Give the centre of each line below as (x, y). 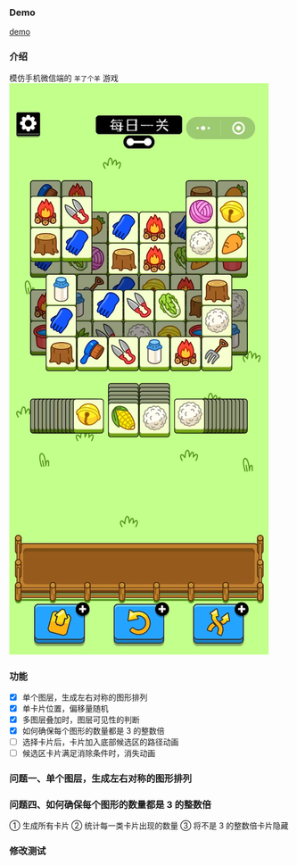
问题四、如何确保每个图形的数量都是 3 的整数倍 (110, 805)
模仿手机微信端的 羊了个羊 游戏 (64, 78)
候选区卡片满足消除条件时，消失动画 (89, 753)
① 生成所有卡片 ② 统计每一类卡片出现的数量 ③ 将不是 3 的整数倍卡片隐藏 (149, 826)
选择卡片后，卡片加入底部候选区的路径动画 (100, 742)
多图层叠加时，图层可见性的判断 (81, 719)
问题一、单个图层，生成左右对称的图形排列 (101, 778)
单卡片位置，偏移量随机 (65, 708)
